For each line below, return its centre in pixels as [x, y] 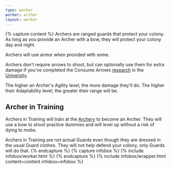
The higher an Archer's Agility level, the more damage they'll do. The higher [85, 85]
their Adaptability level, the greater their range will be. [62, 91]
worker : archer [21, 15]
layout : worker [21, 19]
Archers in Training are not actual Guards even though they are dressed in [83, 140]
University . [17, 76]
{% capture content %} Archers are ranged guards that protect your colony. [85, 34]
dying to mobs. [21, 130]
